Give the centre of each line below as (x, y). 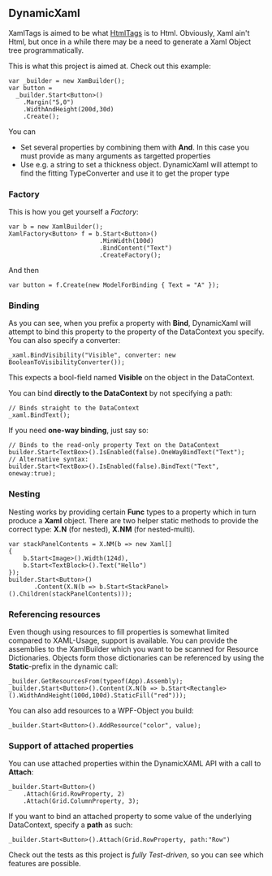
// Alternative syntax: (49, 460)
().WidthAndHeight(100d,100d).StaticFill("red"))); (97, 696)
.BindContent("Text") (136, 248)
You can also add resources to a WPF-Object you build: (101, 711)
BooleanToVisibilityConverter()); (67, 362)
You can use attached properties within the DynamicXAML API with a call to (135, 764)
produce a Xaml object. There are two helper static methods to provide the (134, 520)
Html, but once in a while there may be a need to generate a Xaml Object (130, 41)
